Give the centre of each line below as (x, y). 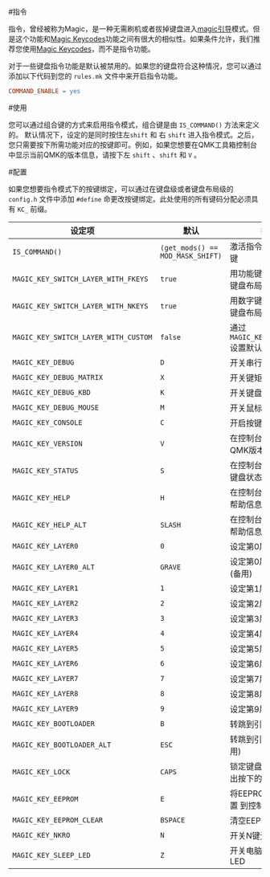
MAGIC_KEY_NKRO (41, 835)
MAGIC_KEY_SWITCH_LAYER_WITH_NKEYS (80, 306)
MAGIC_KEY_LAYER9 (45, 708)
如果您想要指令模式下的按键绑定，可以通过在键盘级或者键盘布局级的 (121, 189)
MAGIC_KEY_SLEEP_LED (51, 855)
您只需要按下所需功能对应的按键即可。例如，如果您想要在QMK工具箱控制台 (133, 145)
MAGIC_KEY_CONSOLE (47, 422)
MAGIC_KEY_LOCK (41, 772)
